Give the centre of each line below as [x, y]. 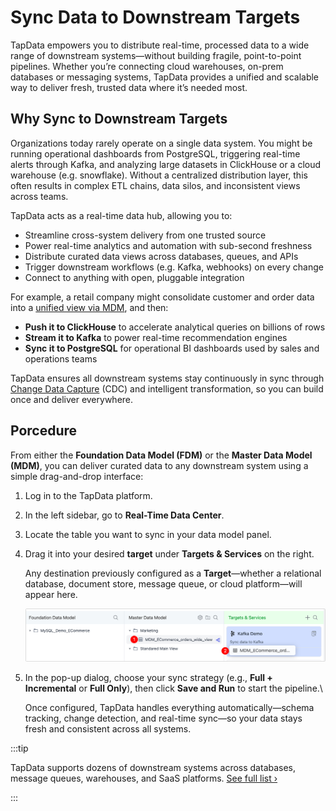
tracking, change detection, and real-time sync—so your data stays [163, 718]
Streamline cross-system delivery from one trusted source [145, 235]
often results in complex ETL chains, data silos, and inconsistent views [155, 185]
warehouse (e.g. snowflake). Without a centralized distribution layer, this [159, 175]
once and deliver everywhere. [72, 399]
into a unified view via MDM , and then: [89, 307]
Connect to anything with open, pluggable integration [134, 277]
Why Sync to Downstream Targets [119, 119]
